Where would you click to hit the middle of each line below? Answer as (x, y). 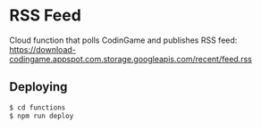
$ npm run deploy (42, 116)
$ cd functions (38, 108)
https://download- (42, 49)
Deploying (38, 87)
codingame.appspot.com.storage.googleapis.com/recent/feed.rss (130, 59)
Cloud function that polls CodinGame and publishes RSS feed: (123, 40)
